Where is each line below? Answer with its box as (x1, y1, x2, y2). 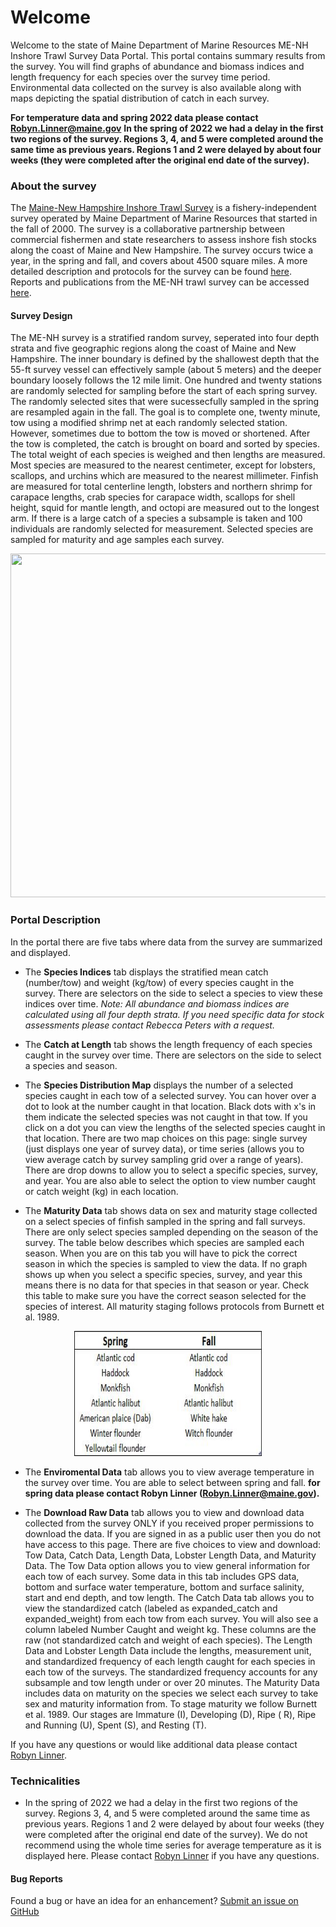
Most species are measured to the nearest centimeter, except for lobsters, (10, 459, 316, 471)
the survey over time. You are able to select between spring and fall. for (24, 1476, 321, 1488)
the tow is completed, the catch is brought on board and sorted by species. (10, 438, 320, 450)
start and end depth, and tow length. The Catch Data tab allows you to (24, 1591, 315, 1603)
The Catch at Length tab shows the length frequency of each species (24, 1038, 313, 1050)
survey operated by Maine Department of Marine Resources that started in (10, 212, 318, 225)
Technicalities (10, 1774, 81, 1788)
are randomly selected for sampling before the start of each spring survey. (10, 385, 318, 397)
